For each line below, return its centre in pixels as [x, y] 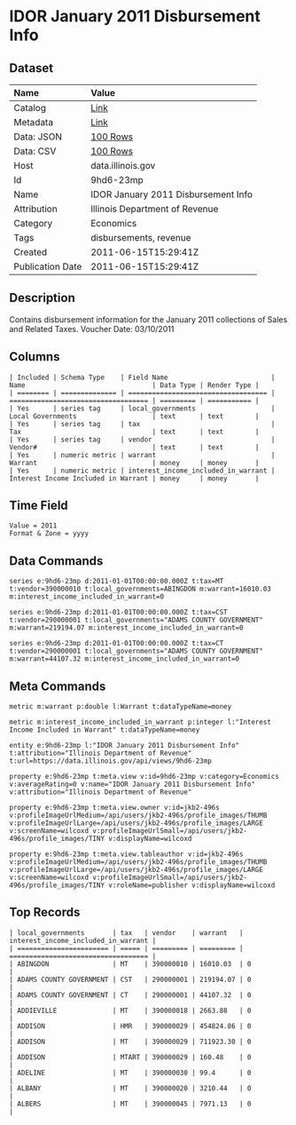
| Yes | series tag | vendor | [142, 440]
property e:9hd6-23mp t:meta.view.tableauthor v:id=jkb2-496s [126, 854]
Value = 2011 [33, 526]
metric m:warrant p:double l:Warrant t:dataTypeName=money [121, 707]
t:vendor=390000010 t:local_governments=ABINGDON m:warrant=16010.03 [140, 589]
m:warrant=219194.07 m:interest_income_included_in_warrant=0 [126, 628]
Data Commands [56, 561]
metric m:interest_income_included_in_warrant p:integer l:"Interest [140, 722]
